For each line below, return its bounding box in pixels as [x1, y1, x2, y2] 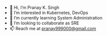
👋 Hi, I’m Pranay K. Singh [9, 5, 60, 10]
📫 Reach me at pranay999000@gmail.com [9, 26, 96, 31]
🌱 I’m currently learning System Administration [9, 15, 103, 20]
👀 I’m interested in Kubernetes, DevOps [9, 10, 89, 16]
